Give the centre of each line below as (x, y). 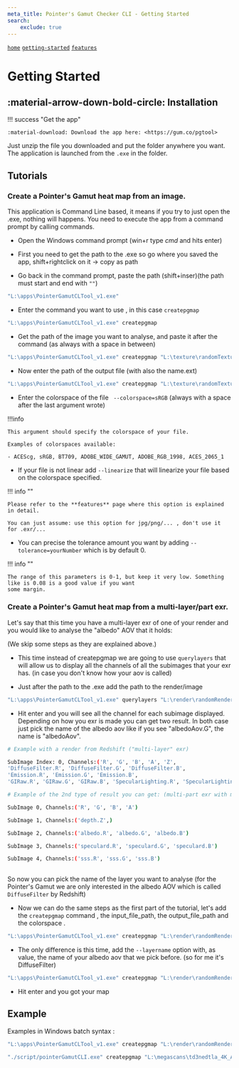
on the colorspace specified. (59, 477)
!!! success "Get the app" (44, 120)
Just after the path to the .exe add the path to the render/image (110, 686)
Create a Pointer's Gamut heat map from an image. (97, 196)
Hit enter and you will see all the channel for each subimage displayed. (121, 713)
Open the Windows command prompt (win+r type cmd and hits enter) (120, 241)
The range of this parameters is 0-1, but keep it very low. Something (116, 577)
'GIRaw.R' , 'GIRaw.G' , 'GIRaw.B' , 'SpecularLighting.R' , (94, 782)
